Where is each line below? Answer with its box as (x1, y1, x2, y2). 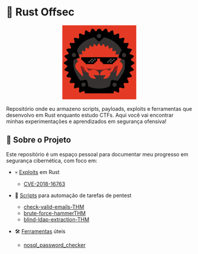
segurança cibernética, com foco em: (6, 157, 98, 164)
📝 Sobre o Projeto (6, 135, 72, 145)
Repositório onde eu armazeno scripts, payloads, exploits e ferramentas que (6, 105, 192, 112)
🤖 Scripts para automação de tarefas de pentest (14, 192, 132, 199)
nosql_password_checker (23, 241, 86, 248)
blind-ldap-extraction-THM (23, 216, 90, 223)
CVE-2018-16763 (23, 180, 66, 187)
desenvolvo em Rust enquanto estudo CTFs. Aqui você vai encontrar (6, 111, 174, 118)
